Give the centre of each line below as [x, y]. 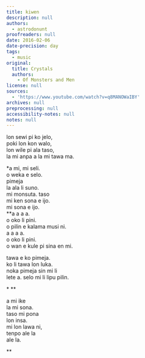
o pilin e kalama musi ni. [37, 227]
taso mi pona [23, 314]
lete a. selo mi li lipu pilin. [38, 277]
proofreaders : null [31, 35]
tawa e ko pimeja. [28, 258]
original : [19, 63]
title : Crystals [32, 69]
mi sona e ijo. [23, 207]
